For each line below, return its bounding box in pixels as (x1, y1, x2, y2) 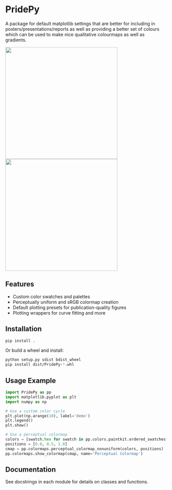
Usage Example (5, 376, 56, 385)
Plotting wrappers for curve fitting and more (12, 309, 106, 316)
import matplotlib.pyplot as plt (5, 394, 77, 399)
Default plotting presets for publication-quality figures (12, 304, 126, 310)
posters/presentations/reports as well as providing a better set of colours (5, 26, 160, 32)
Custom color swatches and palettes (12, 293, 91, 300)
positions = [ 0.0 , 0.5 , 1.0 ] (5, 441, 68, 447)
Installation (5, 325, 42, 333)
